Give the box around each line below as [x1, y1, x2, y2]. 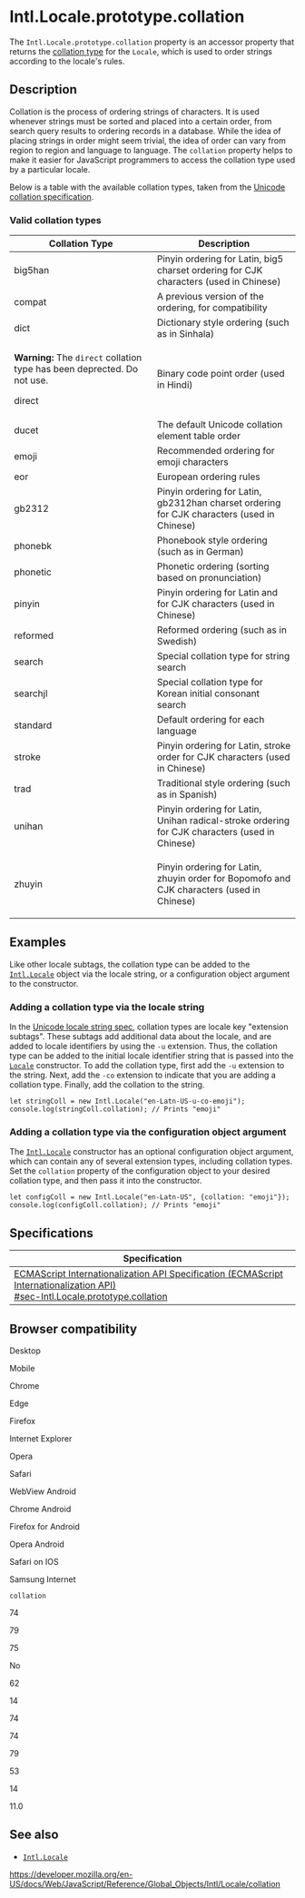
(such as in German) [157, 546, 244, 558]
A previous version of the [157, 290, 265, 303]
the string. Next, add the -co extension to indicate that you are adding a [9, 1069, 277, 1081]
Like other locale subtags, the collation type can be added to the [9, 959, 251, 969]
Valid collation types [9, 213, 102, 226]
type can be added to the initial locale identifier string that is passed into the [9, 1050, 294, 1061]
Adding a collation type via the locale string [9, 1000, 205, 1013]
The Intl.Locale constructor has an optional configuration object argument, [9, 1146, 294, 1157]
